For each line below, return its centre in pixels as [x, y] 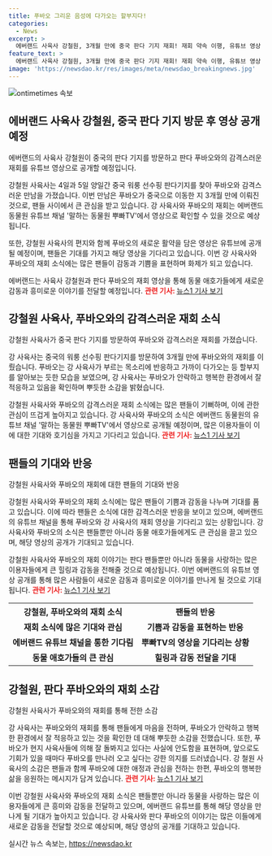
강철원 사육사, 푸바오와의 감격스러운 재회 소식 [114, 318]
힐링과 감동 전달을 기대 [196, 658]
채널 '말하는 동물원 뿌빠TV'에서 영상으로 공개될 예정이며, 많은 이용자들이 [137, 425]
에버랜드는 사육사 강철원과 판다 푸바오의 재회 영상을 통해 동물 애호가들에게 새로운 [136, 280]
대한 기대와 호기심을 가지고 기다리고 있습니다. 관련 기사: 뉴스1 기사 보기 [128, 435]
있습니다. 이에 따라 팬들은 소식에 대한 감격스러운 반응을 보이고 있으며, [126, 512]
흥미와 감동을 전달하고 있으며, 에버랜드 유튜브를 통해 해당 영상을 [152, 806]
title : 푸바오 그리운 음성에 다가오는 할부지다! [78, 16]
